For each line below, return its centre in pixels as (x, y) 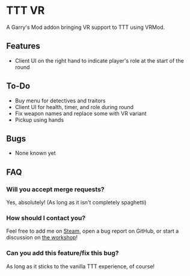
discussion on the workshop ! (42, 237)
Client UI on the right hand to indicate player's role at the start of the (100, 60)
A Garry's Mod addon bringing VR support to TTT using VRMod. (86, 27)
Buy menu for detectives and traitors (60, 101)
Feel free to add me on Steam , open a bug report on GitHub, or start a (93, 231)
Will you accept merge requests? (55, 189)
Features (23, 46)
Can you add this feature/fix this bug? (63, 253)
